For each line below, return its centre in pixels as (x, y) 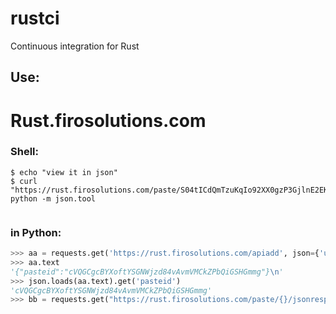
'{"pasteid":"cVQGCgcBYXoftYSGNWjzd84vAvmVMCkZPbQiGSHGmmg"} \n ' (147, 272)
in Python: (36, 232)
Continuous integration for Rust (75, 46)
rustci (35, 18)
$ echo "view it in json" (64, 172)
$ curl (24, 181)
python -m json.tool (53, 198)
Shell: (24, 152)
